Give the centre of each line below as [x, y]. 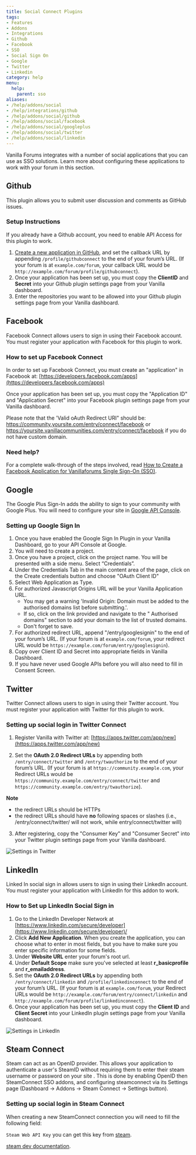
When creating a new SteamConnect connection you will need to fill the [93, 1117]
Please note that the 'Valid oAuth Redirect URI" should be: [76, 418]
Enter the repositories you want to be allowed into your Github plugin [98, 296]
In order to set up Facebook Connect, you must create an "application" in [95, 369]
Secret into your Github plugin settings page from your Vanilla [90, 284]
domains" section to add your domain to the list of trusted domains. [105, 620]
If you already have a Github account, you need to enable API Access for [94, 235]
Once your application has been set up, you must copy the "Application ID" [97, 394]
